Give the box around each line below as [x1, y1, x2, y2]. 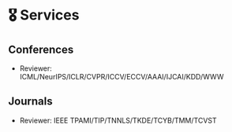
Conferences [8, 42, 74, 56]
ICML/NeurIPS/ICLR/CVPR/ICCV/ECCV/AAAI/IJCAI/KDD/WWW [19, 72, 224, 81]
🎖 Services [8, 6, 80, 24]
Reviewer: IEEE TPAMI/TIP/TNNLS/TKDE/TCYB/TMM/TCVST [19, 115, 217, 125]
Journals [8, 95, 53, 108]
